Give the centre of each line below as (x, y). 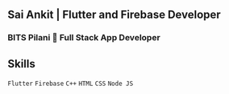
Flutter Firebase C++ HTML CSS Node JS (71, 84)
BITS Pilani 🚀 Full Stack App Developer (84, 38)
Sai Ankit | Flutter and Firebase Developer (114, 15)
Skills (21, 64)
